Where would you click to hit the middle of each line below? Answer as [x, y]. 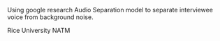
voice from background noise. [50, 17]
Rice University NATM [39, 30]
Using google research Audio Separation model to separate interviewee [110, 10]
